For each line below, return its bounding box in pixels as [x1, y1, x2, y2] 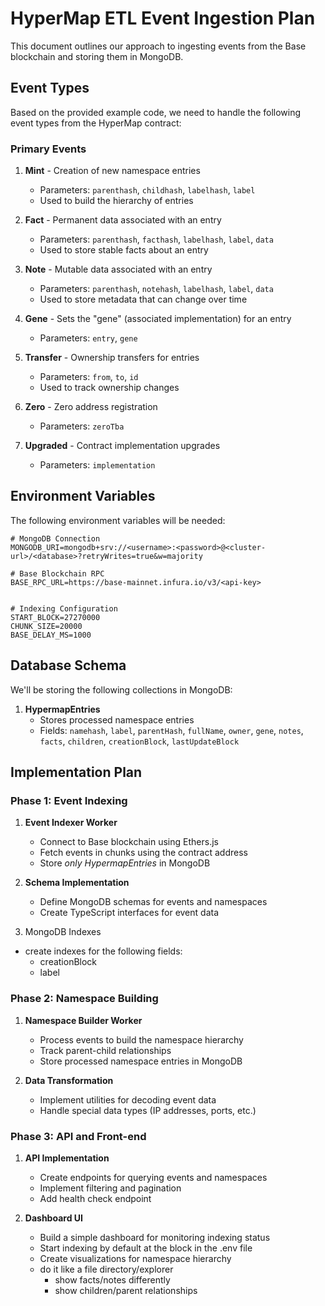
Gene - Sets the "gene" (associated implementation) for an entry [24, 313, 292, 325]
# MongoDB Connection [10, 533, 101, 544]
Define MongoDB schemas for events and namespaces [39, 896, 268, 908]
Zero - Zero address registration [24, 401, 158, 413]
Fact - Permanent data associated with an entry [24, 214, 222, 226]
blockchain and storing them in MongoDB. [10, 50, 184, 62]
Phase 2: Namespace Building [10, 992, 159, 1006]
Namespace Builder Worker [24, 1014, 143, 1026]
